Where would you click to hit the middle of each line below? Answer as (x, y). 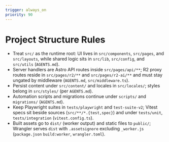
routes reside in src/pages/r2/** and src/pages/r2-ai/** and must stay (88, 75)
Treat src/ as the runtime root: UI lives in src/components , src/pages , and (88, 54)
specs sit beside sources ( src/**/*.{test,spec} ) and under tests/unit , (88, 113)
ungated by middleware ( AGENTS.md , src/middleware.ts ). (71, 80)
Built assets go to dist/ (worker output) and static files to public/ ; (82, 123)
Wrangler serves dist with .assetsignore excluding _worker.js (78, 129)
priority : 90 (19, 15)
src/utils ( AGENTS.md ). (36, 64)
